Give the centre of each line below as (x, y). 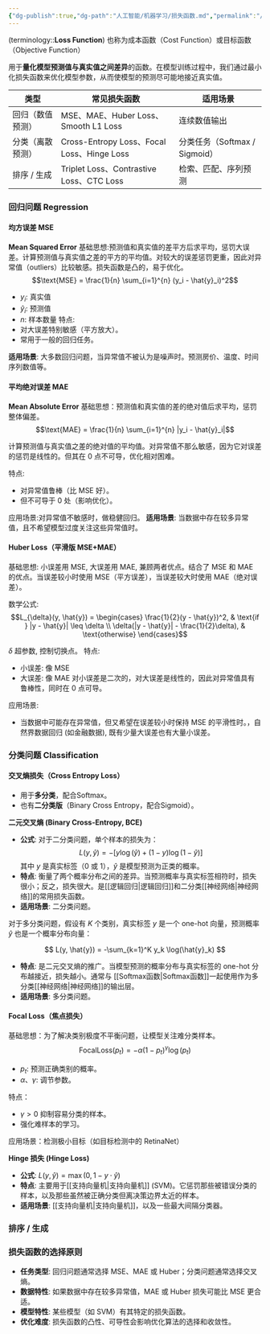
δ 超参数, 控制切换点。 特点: (54, 651)
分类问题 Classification (53, 755)
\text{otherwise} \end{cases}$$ (135, 634)
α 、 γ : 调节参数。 (47, 1080)
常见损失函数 (116, 99)
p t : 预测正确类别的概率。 (61, 1069)
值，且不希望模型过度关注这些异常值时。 (75, 527)
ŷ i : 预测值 (35, 309)
